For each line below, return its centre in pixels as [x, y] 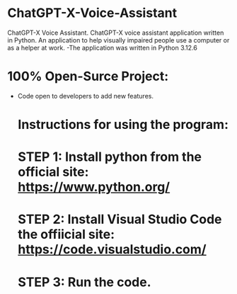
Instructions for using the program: [123, 125]
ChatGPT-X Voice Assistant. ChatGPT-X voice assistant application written [116, 33]
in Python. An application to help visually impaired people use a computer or [118, 40]
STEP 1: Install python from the [109, 157]
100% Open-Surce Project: [88, 77]
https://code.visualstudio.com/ [112, 250]
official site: [53, 172]
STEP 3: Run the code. [84, 282]
